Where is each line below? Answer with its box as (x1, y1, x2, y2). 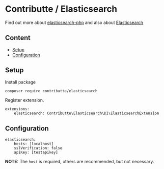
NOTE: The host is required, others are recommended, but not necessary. (5, 159, 154, 165)
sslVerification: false (14, 146, 63, 151)
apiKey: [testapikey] (14, 150, 58, 155)
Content (5, 34, 31, 42)
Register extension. (5, 97, 44, 103)
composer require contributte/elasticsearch (5, 88, 98, 93)
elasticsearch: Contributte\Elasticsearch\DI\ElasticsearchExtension (14, 111, 160, 116)
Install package (5, 79, 36, 85)
